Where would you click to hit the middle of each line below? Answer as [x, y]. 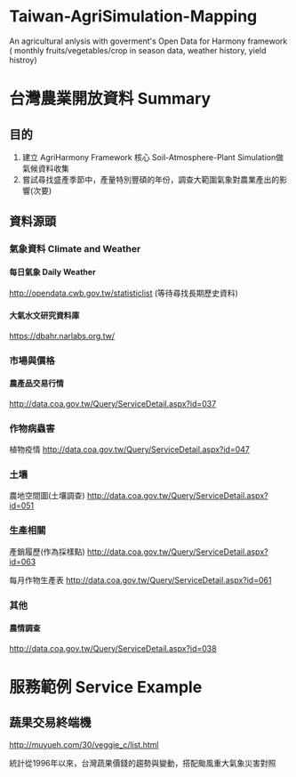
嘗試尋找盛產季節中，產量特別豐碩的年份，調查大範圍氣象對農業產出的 [151, 179]
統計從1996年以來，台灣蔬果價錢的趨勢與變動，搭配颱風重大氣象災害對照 [143, 763]
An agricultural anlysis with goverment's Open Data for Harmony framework [148, 41]
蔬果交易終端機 [50, 723]
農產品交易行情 [36, 384]
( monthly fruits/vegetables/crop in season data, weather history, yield [138, 50]
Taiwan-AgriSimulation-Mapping [133, 16]
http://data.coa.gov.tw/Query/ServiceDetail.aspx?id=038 [113, 648]
